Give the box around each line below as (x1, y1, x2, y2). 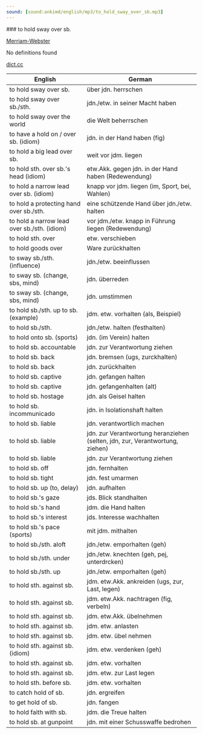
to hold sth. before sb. (9, 678, 71, 687)
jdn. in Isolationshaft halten (86, 406, 163, 414)
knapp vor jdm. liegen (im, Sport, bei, (86, 182, 192, 190)
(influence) (9, 261, 41, 270)
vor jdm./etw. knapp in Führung (86, 216, 176, 225)
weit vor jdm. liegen (86, 151, 143, 159)
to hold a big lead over (9, 147, 72, 155)
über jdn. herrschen (86, 85, 143, 94)
